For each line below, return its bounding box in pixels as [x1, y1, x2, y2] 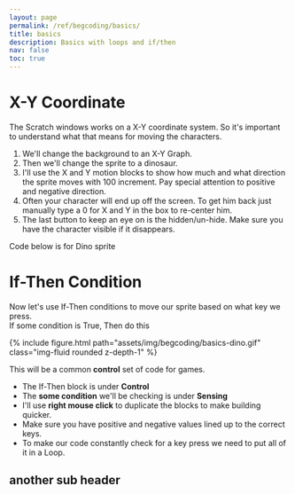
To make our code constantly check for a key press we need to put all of [21, 437, 286, 448]
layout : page [9, 12, 58, 22]
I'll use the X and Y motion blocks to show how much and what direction [21, 167, 286, 177]
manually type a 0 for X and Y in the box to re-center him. [21, 205, 233, 216]
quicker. [21, 409, 51, 420]
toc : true [9, 54, 46, 63]
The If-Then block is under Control [21, 380, 150, 391]
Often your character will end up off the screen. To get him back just [21, 195, 272, 206]
